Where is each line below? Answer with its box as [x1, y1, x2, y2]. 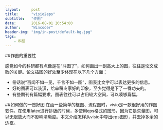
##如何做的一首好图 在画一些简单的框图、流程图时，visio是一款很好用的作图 [5, 101, 158, 107]
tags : [5, 34, 16, 39]
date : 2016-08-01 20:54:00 [5, 20, 73, 26]
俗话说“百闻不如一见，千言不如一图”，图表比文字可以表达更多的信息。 [12, 79, 153, 85]
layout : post [5, 7, 40, 12]
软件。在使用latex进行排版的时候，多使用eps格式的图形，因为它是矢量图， [5, 108, 154, 114]
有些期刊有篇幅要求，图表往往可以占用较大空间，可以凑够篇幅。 [12, 91, 140, 97]
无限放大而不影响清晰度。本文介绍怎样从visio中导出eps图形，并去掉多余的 [9, 114, 158, 119]
